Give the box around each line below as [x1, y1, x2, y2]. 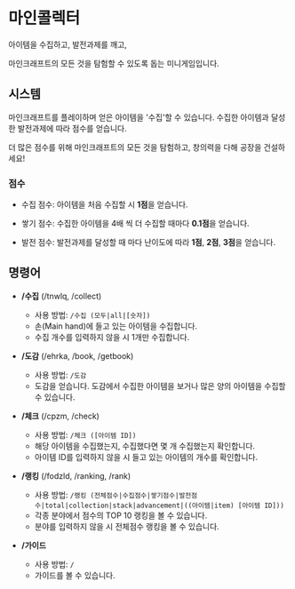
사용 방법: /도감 [34, 370, 87, 380]
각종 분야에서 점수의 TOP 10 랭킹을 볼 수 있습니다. [34, 510, 208, 521]
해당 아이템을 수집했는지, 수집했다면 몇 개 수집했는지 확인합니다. [34, 441, 255, 451]
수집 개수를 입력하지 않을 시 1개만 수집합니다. [34, 331, 190, 342]
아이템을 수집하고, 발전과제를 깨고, [8, 39, 128, 50]
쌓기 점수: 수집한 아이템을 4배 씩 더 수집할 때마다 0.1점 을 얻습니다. [20, 219, 250, 229]
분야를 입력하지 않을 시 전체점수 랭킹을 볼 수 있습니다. [34, 521, 219, 531]
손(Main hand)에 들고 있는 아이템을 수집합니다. [34, 321, 197, 331]
